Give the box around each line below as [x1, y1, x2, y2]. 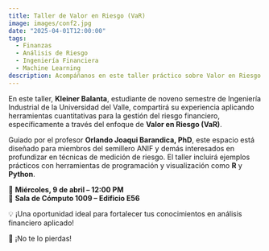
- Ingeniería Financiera [15, 57, 99, 65]
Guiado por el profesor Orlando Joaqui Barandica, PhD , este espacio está [8, 134, 255, 145]
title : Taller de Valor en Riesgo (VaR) [8, 11, 147, 20]
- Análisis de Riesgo [15, 49, 89, 57]
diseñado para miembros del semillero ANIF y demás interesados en [8, 143, 235, 153]
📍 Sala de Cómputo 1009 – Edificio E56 [8, 193, 140, 203]
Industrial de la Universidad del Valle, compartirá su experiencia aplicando [8, 102, 255, 112]
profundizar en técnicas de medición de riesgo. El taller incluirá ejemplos [8, 152, 250, 162]
